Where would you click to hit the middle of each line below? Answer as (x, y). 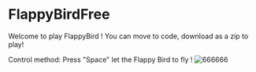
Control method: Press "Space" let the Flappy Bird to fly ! (100, 59)
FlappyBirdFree (59, 14)
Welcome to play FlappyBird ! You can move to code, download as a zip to (128, 36)
